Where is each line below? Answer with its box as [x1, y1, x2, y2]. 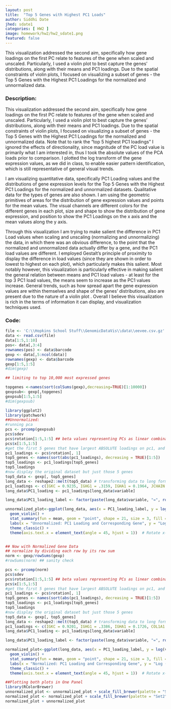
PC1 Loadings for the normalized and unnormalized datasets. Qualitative [5, 187, 157, 193]
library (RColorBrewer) [5, 685, 53, 690]
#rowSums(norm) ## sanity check [5, 558, 74, 563]
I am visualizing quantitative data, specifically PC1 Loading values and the [5, 176, 160, 182]
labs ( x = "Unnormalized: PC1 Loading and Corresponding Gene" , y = [10, 520, 156, 526]
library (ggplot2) [5, 408, 42, 413]
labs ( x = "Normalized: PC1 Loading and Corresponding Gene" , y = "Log [10, 661, 163, 666]
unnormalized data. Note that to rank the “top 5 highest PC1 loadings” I [5, 139, 154, 145]
